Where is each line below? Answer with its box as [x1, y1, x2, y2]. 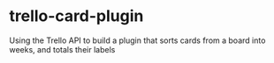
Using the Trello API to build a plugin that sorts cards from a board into [9, 35, 266, 45]
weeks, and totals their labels [9, 44, 116, 54]
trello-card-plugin [9, 6, 144, 26]
